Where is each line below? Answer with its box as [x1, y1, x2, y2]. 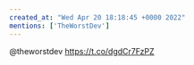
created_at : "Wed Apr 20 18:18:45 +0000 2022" [9, 12, 186, 22]
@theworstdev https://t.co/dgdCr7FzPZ [9, 45, 155, 56]
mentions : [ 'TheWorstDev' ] [9, 21, 110, 30]
